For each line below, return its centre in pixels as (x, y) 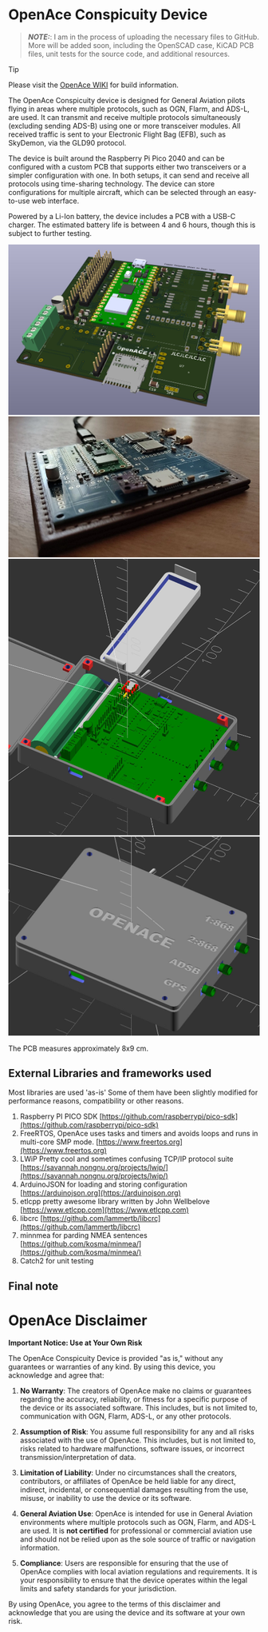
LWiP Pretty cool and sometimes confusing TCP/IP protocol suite (126, 1159)
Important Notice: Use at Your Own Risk (75, 1343)
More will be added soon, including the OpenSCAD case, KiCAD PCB (141, 45)
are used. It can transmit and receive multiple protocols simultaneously (125, 117)
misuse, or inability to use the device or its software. (106, 1498)
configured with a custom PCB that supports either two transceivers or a (127, 166)
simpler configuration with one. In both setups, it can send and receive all (129, 175)
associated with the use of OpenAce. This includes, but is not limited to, (138, 1440)
